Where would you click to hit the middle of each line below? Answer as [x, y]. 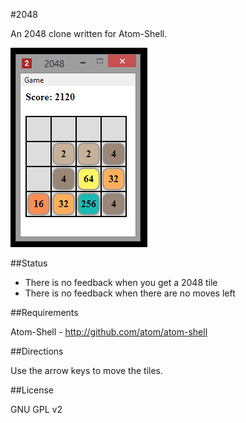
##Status [29, 263]
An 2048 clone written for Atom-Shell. [89, 33]
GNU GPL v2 [36, 409]
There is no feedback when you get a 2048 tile [121, 282]
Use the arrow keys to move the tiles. [87, 370]
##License [32, 390]
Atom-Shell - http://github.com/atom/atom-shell [109, 332]
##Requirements [44, 312]
